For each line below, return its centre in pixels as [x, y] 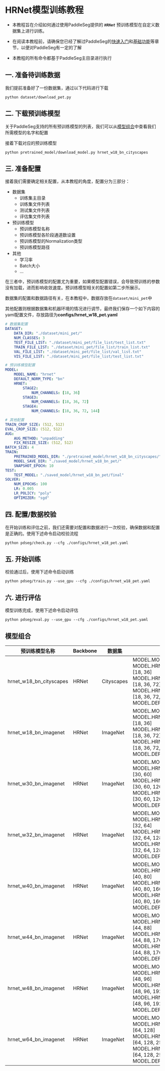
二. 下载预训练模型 [33, 114]
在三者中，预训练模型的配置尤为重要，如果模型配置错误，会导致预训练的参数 [82, 282]
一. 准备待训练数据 [33, 75]
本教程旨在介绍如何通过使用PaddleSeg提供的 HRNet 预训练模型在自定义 [84, 25]
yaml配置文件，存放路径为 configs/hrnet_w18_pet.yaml [61, 315]
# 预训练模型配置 [20, 365]
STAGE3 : [30, 397]
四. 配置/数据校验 [31, 515]
